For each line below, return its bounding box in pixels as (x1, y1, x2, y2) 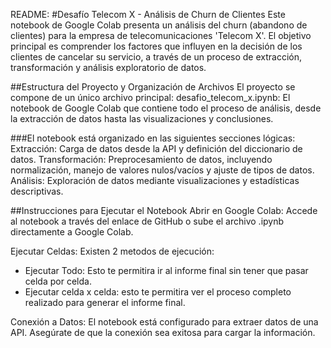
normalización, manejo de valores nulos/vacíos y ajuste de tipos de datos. (10, 164, 315, 176)
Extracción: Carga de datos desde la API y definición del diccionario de (10, 143, 303, 154)
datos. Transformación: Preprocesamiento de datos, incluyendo (10, 154, 273, 165)
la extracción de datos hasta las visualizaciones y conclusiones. (10, 113, 274, 124)
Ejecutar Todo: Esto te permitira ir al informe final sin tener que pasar (24, 265, 309, 276)
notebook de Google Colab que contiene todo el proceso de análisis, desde (10, 102, 322, 114)
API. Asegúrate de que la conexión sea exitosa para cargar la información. (10, 327, 316, 338)
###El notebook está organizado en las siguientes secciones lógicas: (10, 132, 296, 144)
